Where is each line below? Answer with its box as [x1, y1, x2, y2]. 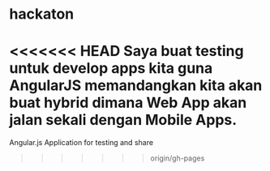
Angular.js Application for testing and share [9, 138, 153, 147]
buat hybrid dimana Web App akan [9, 94, 247, 112]
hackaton [9, 5, 75, 24]
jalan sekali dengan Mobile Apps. [9, 111, 238, 130]
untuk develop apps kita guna [9, 59, 213, 78]
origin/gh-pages [150, 153, 205, 163]
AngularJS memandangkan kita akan [9, 76, 263, 95]
